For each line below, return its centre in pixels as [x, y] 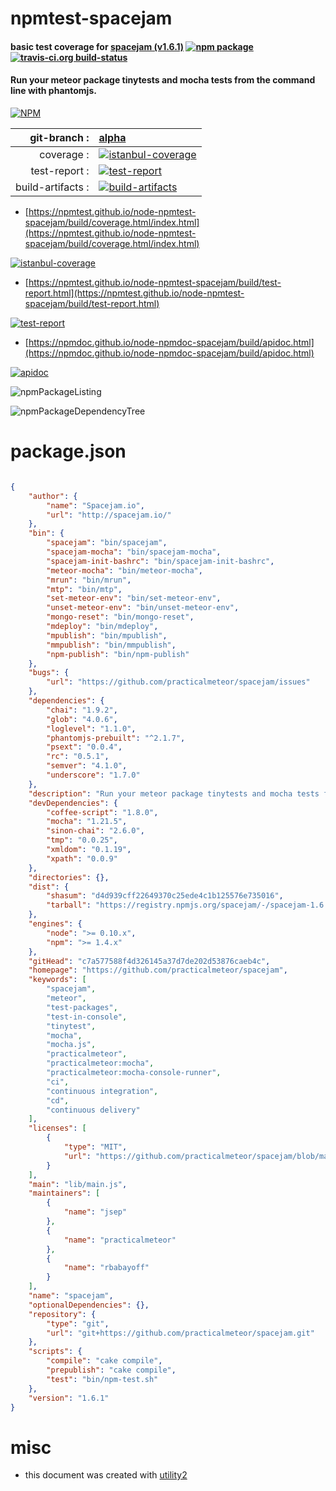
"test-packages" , [82, 1007]
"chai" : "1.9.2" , [82, 710]
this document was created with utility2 [106, 1475]
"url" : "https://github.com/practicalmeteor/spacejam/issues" [178, 682]
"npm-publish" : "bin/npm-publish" [118, 654]
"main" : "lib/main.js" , [78, 1184]
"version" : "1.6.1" [69, 1398]
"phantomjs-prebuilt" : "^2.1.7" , [116, 738]
